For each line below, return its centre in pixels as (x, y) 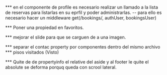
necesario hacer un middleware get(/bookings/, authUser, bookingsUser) (81, 18)
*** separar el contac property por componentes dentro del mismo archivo (83, 47)
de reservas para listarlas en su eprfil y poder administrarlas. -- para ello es (83, 12)
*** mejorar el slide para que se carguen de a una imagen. (66, 37)
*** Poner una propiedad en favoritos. (45, 27)
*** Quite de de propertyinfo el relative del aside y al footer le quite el (77, 62)
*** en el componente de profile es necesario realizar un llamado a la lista (82, 7)
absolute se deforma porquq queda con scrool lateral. (61, 67)
